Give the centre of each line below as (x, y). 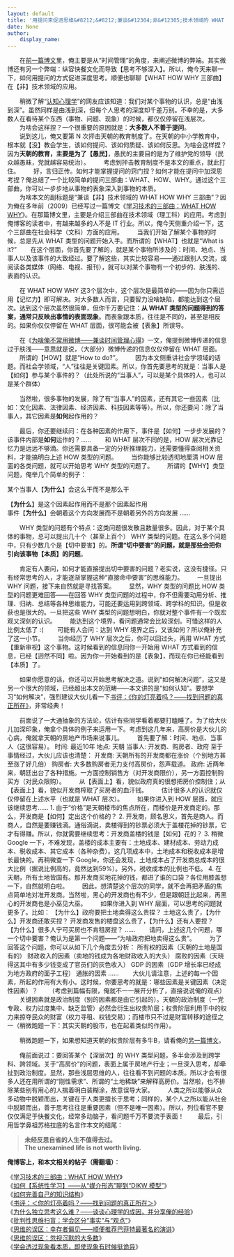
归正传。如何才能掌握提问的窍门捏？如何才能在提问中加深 (134, 171)
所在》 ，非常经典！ (39, 706)
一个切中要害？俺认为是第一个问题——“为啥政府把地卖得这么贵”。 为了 (115, 938)
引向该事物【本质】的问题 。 (47, 554)
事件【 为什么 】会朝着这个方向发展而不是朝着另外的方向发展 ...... (99, 513)
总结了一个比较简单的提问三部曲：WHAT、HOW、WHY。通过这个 (126, 180)
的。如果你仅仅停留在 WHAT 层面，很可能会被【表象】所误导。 (97, 326)
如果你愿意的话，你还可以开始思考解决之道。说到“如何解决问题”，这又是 (123, 679)
